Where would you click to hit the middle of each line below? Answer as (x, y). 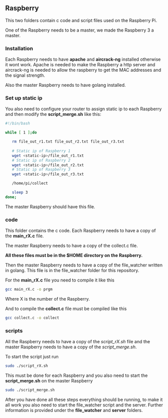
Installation (19, 48)
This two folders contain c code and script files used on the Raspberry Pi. (81, 20)
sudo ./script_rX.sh (27, 366)
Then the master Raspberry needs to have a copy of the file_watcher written (84, 265)
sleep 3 (20, 193)
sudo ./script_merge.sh (30, 390)
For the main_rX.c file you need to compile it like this (60, 280)
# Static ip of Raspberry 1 (41, 151)
